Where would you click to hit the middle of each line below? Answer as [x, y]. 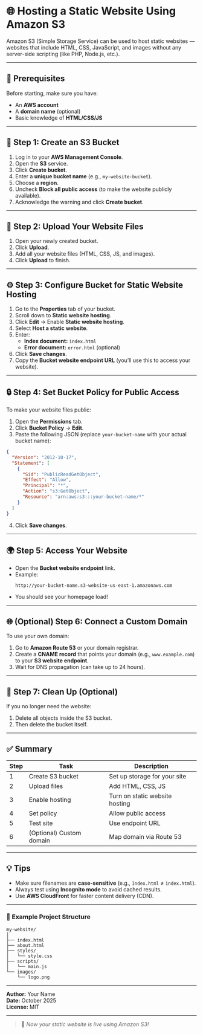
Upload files [46, 786]
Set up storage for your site [148, 776]
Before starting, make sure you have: [52, 93]
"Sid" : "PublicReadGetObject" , [62, 474]
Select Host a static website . [51, 328]
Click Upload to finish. [43, 260]
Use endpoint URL [135, 823]
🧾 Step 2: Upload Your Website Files [75, 226]
